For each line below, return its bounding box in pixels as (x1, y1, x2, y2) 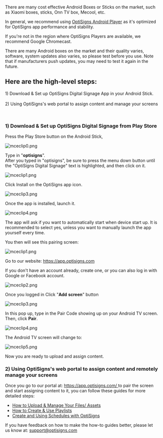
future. (5, 63, 18, 69)
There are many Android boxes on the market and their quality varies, (5, 48, 145, 54)
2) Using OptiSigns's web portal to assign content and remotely (5, 365, 158, 372)
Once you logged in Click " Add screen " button (5, 292, 99, 298)
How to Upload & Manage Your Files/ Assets (12, 402, 101, 408)
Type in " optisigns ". (5, 152, 45, 158)
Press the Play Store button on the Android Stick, (5, 133, 103, 139)
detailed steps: (5, 393, 35, 399)
